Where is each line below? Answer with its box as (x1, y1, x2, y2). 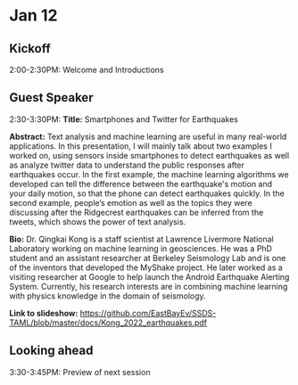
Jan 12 (9, 5, 58, 26)
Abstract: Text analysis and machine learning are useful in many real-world (9, 131, 287, 142)
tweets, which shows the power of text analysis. (9, 216, 186, 227)
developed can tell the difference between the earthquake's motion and (9, 178, 273, 189)
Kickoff (9, 41, 51, 56)
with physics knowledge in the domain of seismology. (9, 291, 207, 301)
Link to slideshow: (9, 307, 79, 318)
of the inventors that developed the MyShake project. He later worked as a (9, 262, 283, 273)
